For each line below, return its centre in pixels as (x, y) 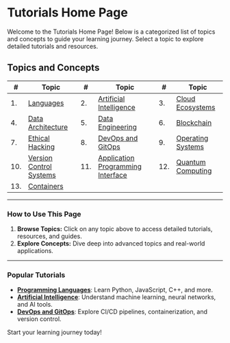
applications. (35, 251)
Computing (194, 171)
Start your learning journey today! (54, 332)
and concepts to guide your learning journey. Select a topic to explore (105, 38)
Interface (113, 175)
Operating (192, 138)
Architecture (48, 127)
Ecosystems (196, 107)
